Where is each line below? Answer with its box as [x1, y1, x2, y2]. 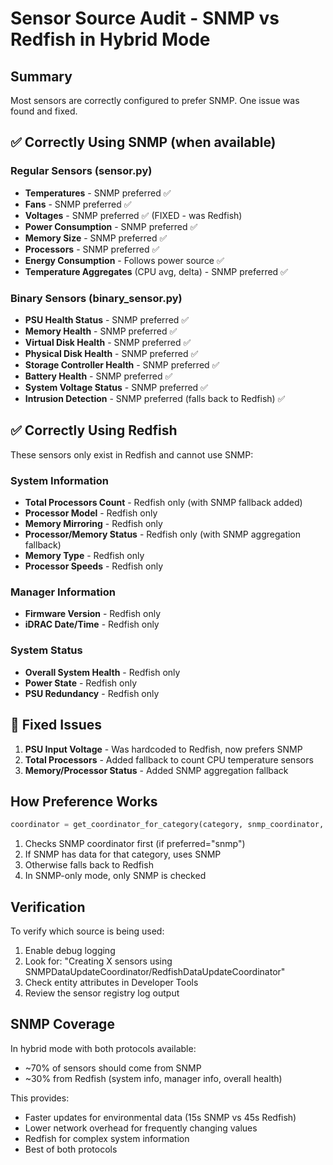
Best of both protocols [24, 1143, 118, 1155]
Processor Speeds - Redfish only [24, 560, 164, 572]
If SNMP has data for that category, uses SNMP [24, 848, 222, 861]
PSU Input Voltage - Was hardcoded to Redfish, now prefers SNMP [24, 743, 303, 755]
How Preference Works [10, 793, 158, 810]
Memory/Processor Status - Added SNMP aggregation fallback [24, 764, 289, 776]
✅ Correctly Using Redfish [10, 422, 178, 439]
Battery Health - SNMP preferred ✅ [24, 370, 173, 382]
